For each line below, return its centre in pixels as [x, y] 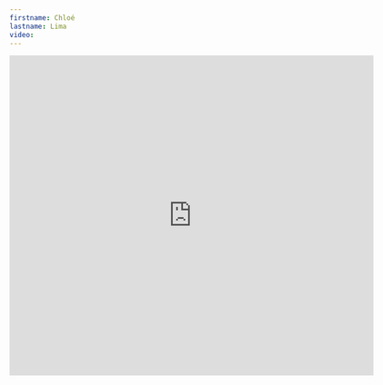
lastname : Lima [38, 26]
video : [22, 35]
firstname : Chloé [42, 18]
